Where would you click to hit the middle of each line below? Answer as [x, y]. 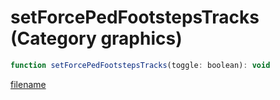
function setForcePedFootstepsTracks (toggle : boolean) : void [140, 65]
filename [28, 84]
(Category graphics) [96, 38]
